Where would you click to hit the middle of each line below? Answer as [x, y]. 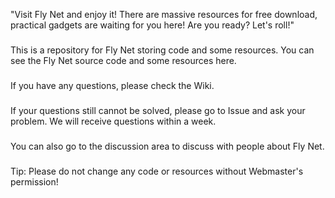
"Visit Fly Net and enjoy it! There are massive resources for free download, [164, 14]
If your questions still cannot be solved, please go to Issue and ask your [158, 110]
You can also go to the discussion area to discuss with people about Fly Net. [167, 146]
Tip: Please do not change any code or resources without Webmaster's [157, 171]
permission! [34, 181]
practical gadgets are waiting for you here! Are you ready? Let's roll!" [152, 25]
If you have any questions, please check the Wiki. [112, 85]
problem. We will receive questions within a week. [113, 121]
